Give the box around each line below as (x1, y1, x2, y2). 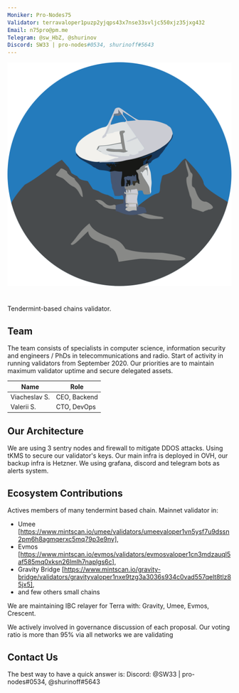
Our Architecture (7, 425, 84, 437)
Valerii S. (10, 402, 37, 412)
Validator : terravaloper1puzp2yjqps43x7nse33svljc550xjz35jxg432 (7, 18, 205, 26)
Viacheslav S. (10, 392, 51, 401)
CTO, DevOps (55, 402, 96, 412)
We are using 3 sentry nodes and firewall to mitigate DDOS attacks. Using (7, 444, 223, 453)
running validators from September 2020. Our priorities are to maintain (7, 359, 215, 367)
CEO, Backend (55, 392, 98, 401)
